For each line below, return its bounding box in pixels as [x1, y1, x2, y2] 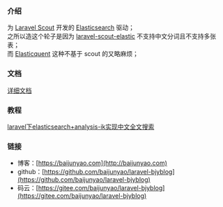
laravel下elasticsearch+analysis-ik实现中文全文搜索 [7, 122, 155, 131]
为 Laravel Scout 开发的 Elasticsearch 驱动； [7, 23, 134, 32]
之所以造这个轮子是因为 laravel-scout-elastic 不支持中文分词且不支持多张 [7, 32, 217, 41]
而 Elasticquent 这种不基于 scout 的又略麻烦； [7, 50, 139, 58]
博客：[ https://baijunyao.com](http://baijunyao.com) [17, 159, 167, 167]
